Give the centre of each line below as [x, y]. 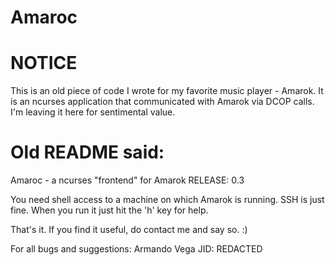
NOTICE [44, 63]
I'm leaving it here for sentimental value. [93, 112]
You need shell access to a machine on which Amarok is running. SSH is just [167, 200]
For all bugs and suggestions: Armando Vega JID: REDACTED [136, 249]
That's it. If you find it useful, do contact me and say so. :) [129, 230]
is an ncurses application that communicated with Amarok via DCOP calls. [162, 102]
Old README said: [87, 152]
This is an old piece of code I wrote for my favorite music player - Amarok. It [167, 91]
